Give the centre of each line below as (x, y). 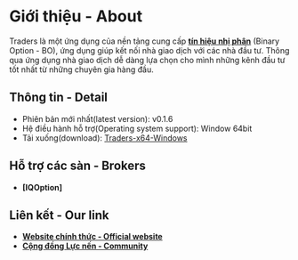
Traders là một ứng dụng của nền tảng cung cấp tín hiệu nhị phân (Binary (145, 41)
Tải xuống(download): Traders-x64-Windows (105, 138)
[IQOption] (42, 187)
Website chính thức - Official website (92, 237)
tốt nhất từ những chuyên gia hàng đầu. (81, 69)
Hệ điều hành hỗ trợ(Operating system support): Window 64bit (137, 128)
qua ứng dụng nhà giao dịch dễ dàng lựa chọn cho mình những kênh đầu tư (147, 60)
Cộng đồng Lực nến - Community (85, 246)
